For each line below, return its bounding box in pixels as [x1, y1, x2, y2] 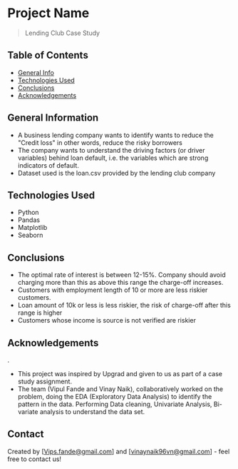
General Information [7, 112, 99, 124]
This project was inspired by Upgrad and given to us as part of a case [17, 370, 223, 378]
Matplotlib [17, 223, 48, 232]
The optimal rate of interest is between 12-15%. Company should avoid [17, 271, 226, 279]
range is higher [17, 308, 63, 317]
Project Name [7, 5, 90, 21]
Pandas [17, 216, 41, 224]
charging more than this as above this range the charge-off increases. [17, 278, 224, 287]
